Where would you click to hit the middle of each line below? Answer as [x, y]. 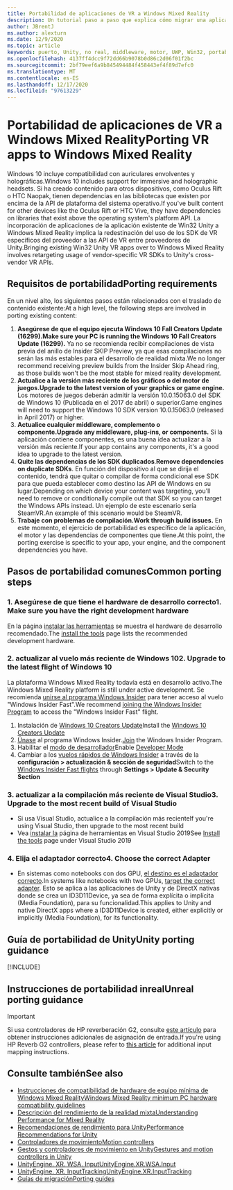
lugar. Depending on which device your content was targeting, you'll [114, 491]
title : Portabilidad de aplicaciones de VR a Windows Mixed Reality [108, 14]
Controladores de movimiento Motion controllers [86, 1141]
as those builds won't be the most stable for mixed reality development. [119, 373]
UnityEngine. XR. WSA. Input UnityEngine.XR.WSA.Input [96, 1164]
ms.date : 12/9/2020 [35, 40]
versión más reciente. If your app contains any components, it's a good [118, 446]
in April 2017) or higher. [51, 417]
